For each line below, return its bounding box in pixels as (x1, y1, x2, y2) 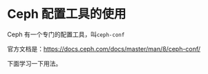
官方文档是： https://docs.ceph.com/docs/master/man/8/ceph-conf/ (7, 45, 201, 53)
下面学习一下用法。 (7, 59, 62, 67)
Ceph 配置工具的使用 (7, 6, 126, 22)
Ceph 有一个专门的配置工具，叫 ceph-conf (7, 30, 125, 38)
